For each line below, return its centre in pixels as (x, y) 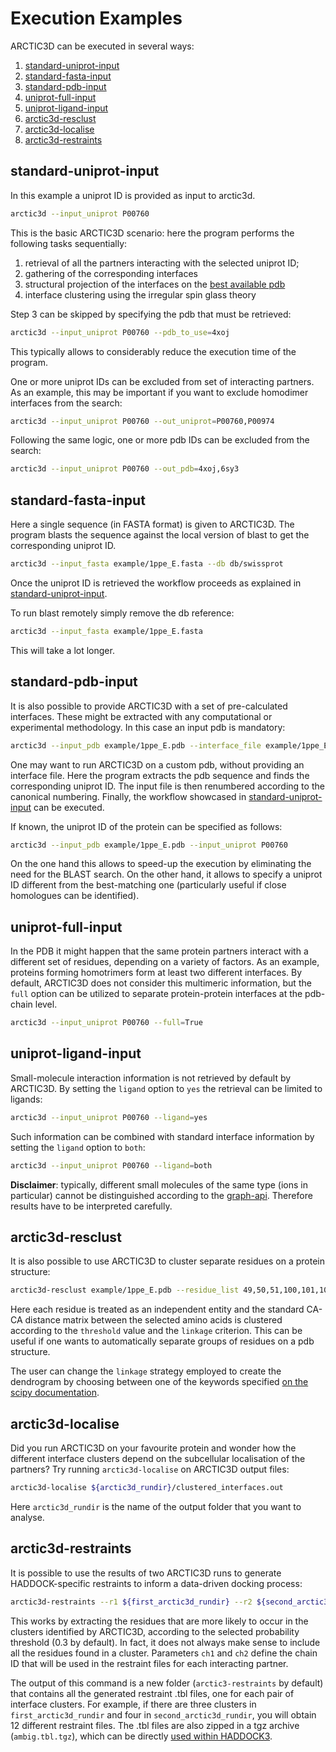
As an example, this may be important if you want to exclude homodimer (159, 392)
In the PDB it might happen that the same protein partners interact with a (159, 951)
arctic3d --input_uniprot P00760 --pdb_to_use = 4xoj (120, 332)
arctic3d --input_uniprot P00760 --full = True (106, 1023)
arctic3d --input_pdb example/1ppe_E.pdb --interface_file (136, 745)
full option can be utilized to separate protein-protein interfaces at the (156, 994)
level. (46, 1004)
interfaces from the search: (66, 403)
